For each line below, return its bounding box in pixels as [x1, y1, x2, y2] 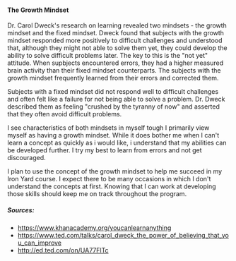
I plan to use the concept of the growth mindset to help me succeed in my [7, 167, 223, 176]
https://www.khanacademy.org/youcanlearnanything [17, 224, 172, 232]
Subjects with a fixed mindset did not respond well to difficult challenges [7, 87, 219, 96]
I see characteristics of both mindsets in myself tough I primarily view [7, 123, 210, 132]
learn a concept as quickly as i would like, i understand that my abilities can [7, 138, 227, 147]
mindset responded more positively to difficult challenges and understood [7, 36, 223, 45]
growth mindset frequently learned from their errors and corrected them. [7, 74, 219, 83]
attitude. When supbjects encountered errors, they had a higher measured [7, 59, 224, 67]
